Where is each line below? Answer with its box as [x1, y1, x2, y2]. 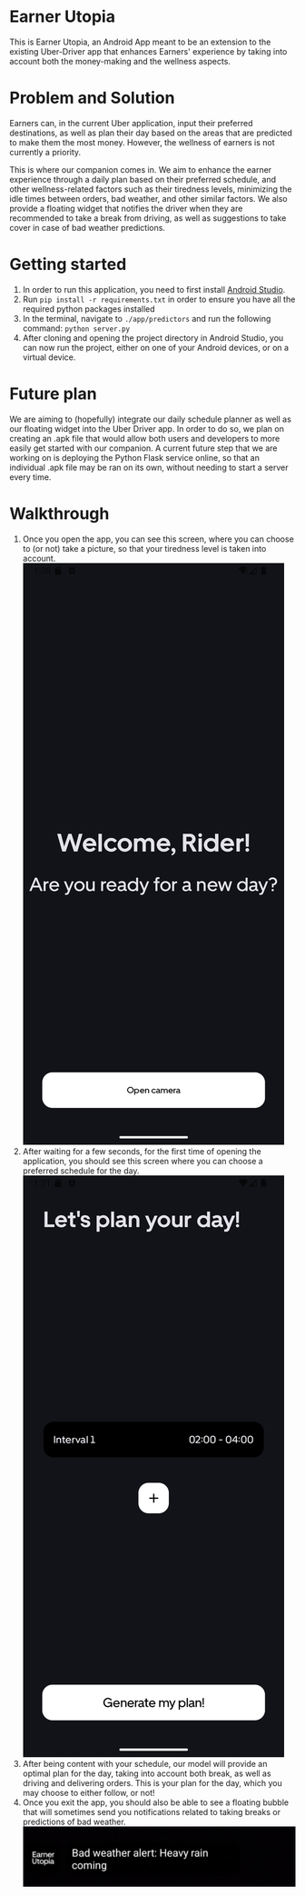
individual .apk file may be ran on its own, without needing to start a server [9, 462, 289, 473]
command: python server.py [22, 323, 130, 334]
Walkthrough [9, 503, 110, 524]
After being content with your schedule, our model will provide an [22, 1758, 268, 1769]
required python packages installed [22, 303, 156, 314]
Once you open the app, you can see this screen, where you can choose [22, 534, 295, 544]
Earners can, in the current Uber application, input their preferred [9, 117, 253, 128]
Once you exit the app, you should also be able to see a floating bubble [22, 1797, 289, 1808]
